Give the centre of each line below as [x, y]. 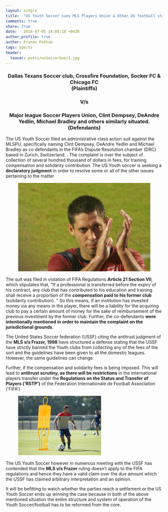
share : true [18, 26]
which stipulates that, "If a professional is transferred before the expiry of [81, 284]
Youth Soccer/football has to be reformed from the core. [63, 505]
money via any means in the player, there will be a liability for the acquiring [82, 306]
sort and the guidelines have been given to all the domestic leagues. [76, 353]
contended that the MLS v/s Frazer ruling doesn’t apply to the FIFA [74, 468]
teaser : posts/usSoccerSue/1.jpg [45, 58]
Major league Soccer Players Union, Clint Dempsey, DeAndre [84, 115]
